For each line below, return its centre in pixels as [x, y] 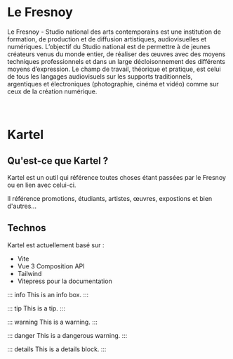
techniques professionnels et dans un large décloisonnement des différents [116, 61]
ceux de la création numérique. [52, 91]
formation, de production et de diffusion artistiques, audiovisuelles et [107, 39]
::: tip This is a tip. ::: [36, 308]
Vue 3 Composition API [51, 266]
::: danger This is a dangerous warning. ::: [67, 335]
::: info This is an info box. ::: [48, 294]
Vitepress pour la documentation [65, 281]
